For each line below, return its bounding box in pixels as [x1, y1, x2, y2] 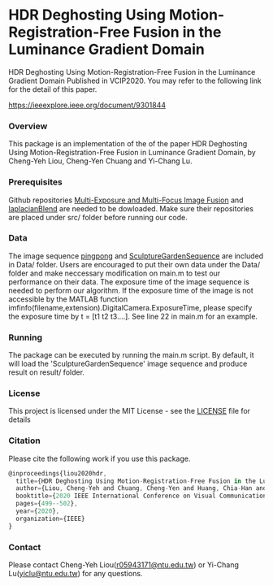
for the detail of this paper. [8, 84, 97, 94]
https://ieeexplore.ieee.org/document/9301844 [8, 100, 167, 110]
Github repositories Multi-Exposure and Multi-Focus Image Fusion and [8, 195, 244, 205]
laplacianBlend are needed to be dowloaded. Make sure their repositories [8, 203, 254, 213]
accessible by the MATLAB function [8, 294, 128, 304]
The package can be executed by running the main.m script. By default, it [8, 350, 254, 360]
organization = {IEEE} [15, 514, 85, 523]
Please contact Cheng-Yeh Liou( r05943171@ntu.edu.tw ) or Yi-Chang [8, 560, 240, 570]
